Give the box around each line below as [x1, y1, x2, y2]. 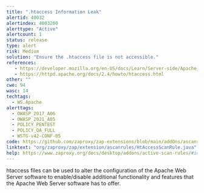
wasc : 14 [6, 88, 29, 94]
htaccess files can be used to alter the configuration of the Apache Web [6, 166, 187, 174]
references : [6, 59, 36, 66]
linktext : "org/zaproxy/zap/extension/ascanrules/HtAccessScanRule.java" [6, 144, 197, 151]
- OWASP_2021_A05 [12, 116, 56, 122]
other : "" [6, 76, 32, 83]
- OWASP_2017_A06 [12, 110, 56, 117]
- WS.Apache [12, 99, 42, 105]
